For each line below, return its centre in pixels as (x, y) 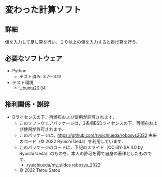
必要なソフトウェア (34, 59)
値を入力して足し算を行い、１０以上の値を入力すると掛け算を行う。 (73, 42)
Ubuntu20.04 (32, 88)
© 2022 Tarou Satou (40, 170)
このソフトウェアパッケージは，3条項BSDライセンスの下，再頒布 (84, 123)
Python (19, 70)
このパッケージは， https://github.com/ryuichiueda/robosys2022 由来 (88, 135)
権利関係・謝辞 (27, 105)
